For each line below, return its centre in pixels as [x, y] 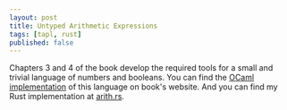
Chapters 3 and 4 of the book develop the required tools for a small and [141, 68]
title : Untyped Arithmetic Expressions [84, 26]
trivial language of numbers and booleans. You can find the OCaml [132, 78]
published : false [42, 42]
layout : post [34, 17]
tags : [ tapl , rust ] [46, 34]
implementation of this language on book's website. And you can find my [144, 87]
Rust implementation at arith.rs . [67, 97]
